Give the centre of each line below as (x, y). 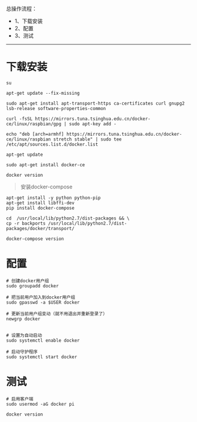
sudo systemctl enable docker (43, 340)
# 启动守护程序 (22, 352)
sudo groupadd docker (33, 286)
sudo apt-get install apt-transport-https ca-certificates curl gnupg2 (95, 103)
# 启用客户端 (20, 399)
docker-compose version (35, 239)
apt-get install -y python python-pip (53, 198)
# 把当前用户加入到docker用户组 (41, 297)
